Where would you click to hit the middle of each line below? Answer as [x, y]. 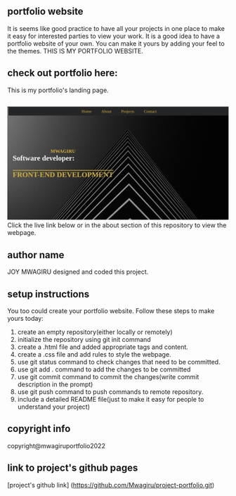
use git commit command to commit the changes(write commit [108, 377]
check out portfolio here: [63, 73]
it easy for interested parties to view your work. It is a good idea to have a [113, 36]
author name [36, 255]
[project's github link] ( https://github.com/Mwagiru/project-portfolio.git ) [111, 485]
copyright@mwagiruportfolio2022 [56, 445]
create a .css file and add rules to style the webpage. [94, 355]
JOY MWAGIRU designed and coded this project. [78, 272]
